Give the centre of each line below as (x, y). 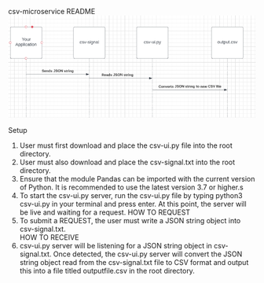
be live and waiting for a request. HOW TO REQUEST (105, 212)
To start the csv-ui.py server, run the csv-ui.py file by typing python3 (131, 196)
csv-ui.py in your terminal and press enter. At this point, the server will (133, 204)
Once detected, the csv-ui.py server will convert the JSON (148, 254)
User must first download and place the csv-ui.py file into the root (126, 145)
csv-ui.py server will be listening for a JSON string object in (115, 246)
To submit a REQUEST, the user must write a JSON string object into (130, 221)
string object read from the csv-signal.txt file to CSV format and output (134, 263)
